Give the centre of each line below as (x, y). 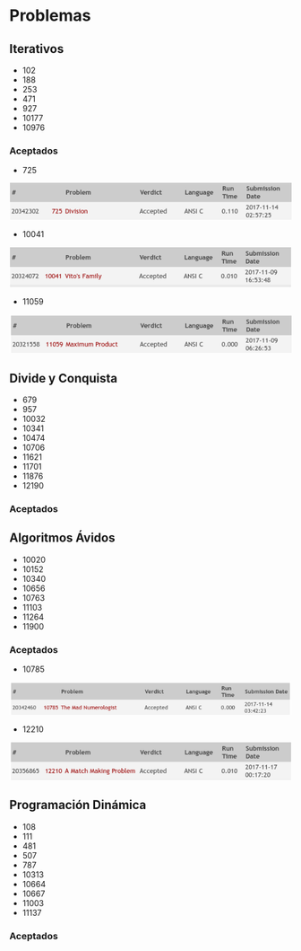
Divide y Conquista (64, 378)
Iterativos (37, 49)
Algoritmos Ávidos (62, 538)
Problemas (50, 16)
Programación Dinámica (78, 805)
